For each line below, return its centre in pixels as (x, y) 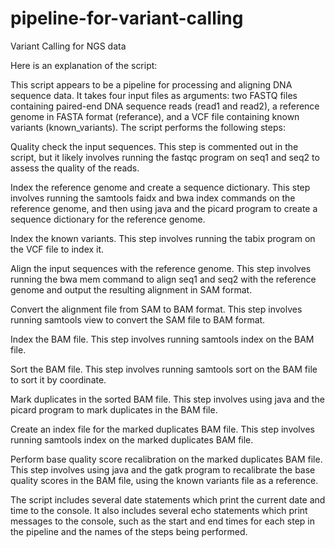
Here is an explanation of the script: (84, 65)
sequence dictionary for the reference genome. (108, 219)
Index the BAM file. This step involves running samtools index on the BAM (162, 339)
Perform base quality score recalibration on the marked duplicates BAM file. (166, 459)
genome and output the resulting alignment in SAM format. (131, 289)
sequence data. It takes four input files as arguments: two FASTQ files (154, 95)
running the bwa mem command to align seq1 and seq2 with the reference (163, 279)
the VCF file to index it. (57, 249)
